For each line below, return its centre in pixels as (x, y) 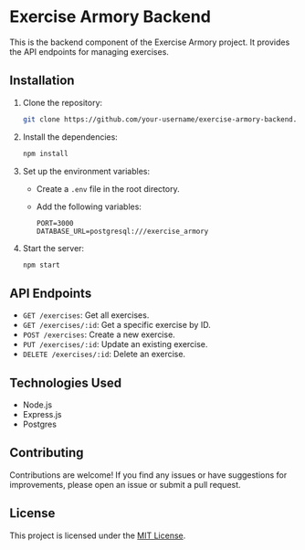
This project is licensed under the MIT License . (98, 535)
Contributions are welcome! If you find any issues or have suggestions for (148, 475)
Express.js (42, 414)
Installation (42, 81)
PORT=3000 (55, 223)
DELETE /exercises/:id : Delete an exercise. (104, 354)
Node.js (37, 405)
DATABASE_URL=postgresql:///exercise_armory (122, 231)
